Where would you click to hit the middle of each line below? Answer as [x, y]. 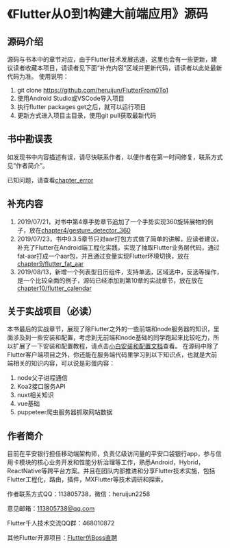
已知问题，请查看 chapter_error [50, 180]
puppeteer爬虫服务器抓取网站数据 [65, 412]
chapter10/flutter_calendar [54, 288]
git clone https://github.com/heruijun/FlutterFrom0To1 [93, 90]
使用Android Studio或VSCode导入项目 [71, 98]
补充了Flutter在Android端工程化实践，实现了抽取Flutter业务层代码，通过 [118, 247]
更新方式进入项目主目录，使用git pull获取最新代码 [86, 115]
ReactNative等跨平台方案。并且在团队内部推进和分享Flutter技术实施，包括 [111, 471]
